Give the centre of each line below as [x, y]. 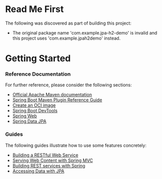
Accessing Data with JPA [38, 171]
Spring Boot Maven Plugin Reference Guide [57, 100]
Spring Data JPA [29, 121]
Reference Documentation [38, 74]
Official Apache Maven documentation [52, 95]
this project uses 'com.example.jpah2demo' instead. [66, 38]
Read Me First [35, 9]
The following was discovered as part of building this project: [68, 23]
